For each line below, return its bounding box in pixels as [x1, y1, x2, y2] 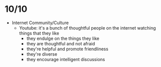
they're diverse [26, 51, 57, 57]
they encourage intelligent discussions [26, 56, 105, 62]
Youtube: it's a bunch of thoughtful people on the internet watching [19, 25, 156, 31]
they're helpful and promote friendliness [26, 46, 109, 52]
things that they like [19, 30, 60, 36]
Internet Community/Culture [11, 20, 69, 26]
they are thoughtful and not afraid [26, 40, 95, 46]
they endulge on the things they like [26, 35, 100, 41]
